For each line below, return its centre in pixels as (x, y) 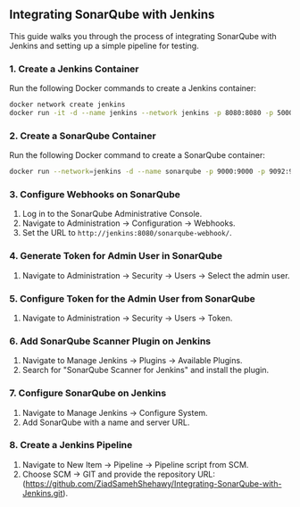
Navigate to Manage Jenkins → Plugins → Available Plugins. (132, 361)
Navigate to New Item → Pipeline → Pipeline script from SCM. (135, 464)
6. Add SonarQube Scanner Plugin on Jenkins (110, 341)
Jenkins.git (42, 493)
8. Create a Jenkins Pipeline (71, 445)
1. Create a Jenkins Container (75, 69)
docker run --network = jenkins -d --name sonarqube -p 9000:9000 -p (137, 172)
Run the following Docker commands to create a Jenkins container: (133, 88)
